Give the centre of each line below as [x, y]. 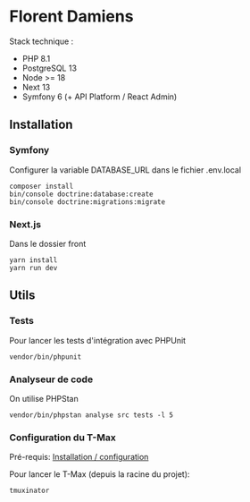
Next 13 [36, 87]
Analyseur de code [51, 379]
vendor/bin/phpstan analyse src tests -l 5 [92, 415]
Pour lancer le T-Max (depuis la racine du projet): [100, 474]
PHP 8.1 [36, 58]
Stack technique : [42, 41]
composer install [42, 186]
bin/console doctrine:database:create [81, 194]
